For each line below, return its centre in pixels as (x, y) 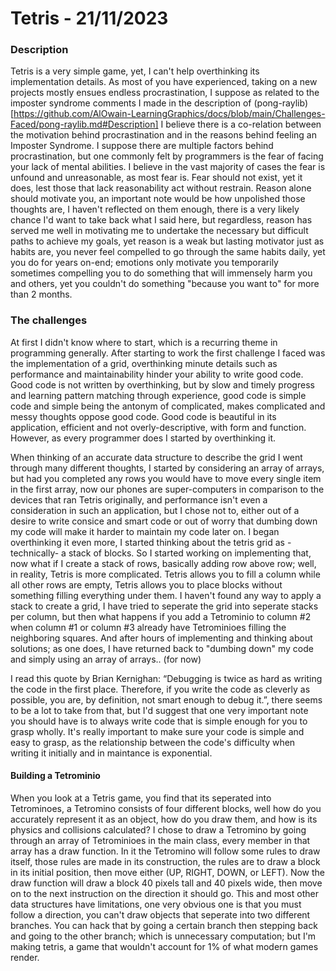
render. (25, 957)
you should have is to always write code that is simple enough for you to (159, 721)
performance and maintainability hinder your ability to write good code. (157, 374)
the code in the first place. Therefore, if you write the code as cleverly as (160, 689)
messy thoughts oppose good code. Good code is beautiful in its (143, 416)
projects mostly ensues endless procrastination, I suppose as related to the (165, 93)
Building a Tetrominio (55, 776)
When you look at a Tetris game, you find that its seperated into (141, 798)
